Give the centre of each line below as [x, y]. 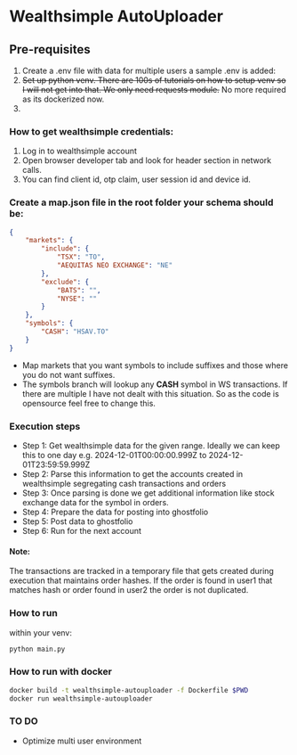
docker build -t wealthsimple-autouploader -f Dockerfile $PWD [129, 690]
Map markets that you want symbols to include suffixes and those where [155, 365]
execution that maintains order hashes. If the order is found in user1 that [141, 580]
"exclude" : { [65, 282]
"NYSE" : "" [77, 299]
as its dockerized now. [63, 99]
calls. [32, 170]
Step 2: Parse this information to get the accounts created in [132, 474]
